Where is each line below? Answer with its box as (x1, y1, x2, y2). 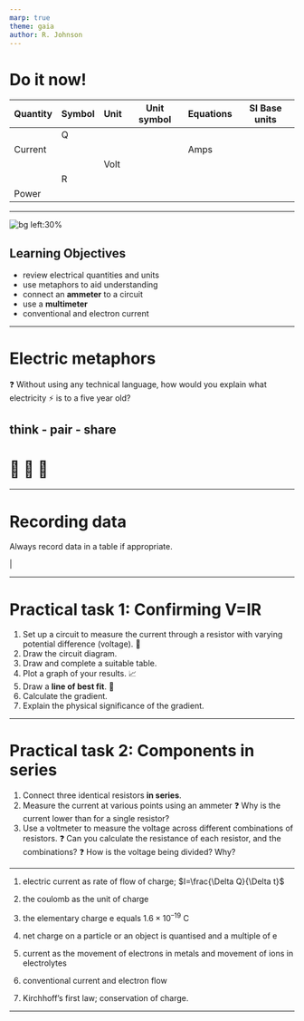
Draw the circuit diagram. (22, 648, 118, 659)
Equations (187, 108, 233, 121)
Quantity (14, 108, 52, 121)
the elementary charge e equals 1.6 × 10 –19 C (22, 911, 190, 923)
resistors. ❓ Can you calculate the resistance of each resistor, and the (22, 833, 282, 844)
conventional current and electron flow (22, 975, 167, 986)
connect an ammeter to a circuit (22, 289, 143, 300)
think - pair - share (9, 423, 117, 438)
